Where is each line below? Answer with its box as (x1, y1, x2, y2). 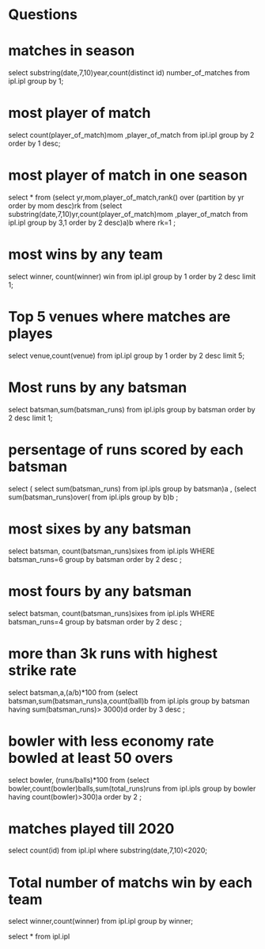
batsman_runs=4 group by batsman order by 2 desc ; (8, 617, 182, 626)
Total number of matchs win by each (8, 873, 253, 891)
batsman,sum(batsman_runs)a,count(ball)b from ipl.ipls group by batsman (8, 696, 250, 705)
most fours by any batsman (8, 582, 192, 600)
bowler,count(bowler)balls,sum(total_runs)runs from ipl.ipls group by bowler (8, 784, 256, 793)
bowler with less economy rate (8, 732, 215, 750)
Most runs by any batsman (8, 378, 187, 397)
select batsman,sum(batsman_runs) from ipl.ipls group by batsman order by (8, 404, 256, 414)
